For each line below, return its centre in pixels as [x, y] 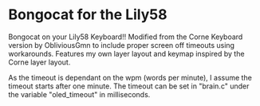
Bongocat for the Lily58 [88, 15]
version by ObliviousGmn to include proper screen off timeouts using [122, 45]
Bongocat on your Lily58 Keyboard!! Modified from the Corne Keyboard [126, 37]
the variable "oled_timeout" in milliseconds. [79, 94]
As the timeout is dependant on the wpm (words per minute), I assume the [130, 77]
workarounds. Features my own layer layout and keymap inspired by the [126, 53]
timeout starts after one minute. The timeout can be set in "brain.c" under [129, 86]
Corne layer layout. [39, 62]
